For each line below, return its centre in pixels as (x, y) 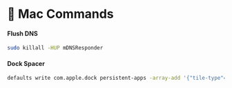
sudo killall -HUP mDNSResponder (55, 48)
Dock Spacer (26, 63)
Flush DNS (22, 33)
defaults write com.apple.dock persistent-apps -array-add (94, 78)
